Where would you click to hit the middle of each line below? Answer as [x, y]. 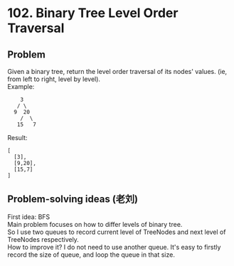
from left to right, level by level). [54, 79]
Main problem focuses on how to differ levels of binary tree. [95, 224]
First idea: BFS [29, 217]
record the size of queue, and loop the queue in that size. [91, 255]
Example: [21, 86]
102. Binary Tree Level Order [93, 13]
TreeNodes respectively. [43, 239]
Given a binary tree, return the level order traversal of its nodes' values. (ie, [117, 71]
